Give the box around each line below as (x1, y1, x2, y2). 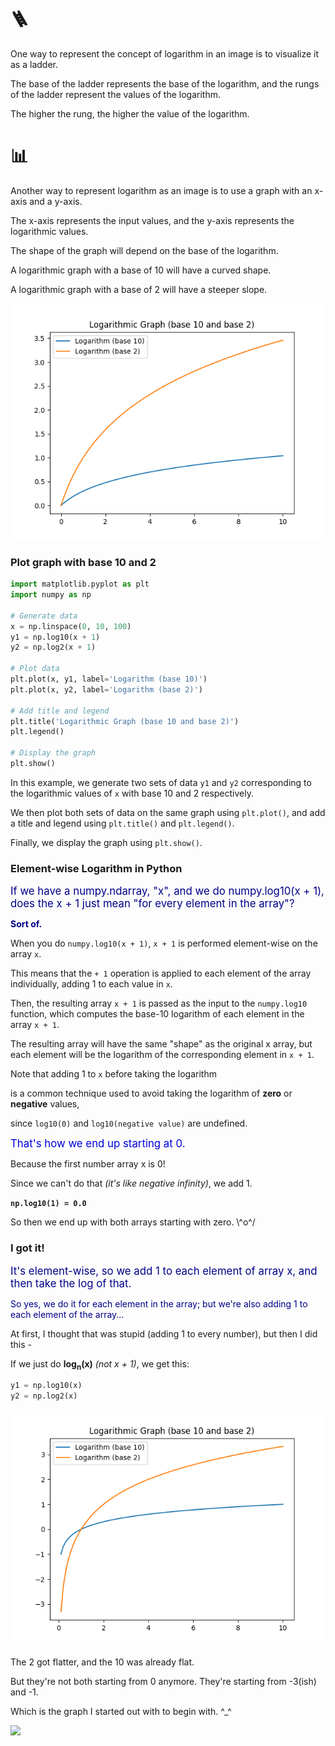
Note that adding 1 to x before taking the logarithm (10, 1068, 217, 1080)
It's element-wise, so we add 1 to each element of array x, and (10, 1264, 318, 1278)
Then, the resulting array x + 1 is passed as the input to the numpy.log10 (10, 997, 308, 1010)
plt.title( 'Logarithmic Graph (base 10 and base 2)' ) (10, 716, 240, 726)
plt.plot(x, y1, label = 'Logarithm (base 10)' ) (10, 674, 208, 685)
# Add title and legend (10, 706, 110, 716)
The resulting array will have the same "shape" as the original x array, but (10, 1038, 313, 1050)
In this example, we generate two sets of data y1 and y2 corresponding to (10, 776, 312, 788)
